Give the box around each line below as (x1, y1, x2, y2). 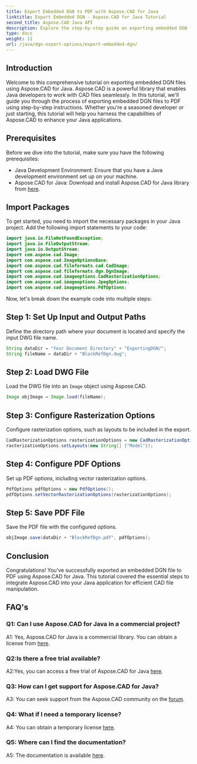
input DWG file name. (6, 334, 57, 341)
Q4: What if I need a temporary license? (6, 711, 122, 719)
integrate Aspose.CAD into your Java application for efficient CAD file (6, 579, 174, 586)
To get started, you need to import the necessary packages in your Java (6, 218, 181, 225)
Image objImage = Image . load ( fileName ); (6, 394, 107, 400)
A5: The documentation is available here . (6, 752, 105, 759)
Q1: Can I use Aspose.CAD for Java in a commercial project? (6, 620, 181, 628)
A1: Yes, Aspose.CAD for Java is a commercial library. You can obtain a (6, 633, 177, 641)
